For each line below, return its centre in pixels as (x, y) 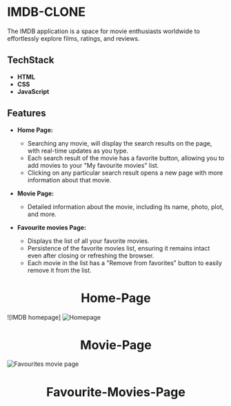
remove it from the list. (59, 270)
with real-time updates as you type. (78, 151)
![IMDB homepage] (34, 317)
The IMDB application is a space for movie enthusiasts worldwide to (103, 31)
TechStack (31, 60)
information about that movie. (69, 180)
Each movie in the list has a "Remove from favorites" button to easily (125, 262)
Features (27, 114)
